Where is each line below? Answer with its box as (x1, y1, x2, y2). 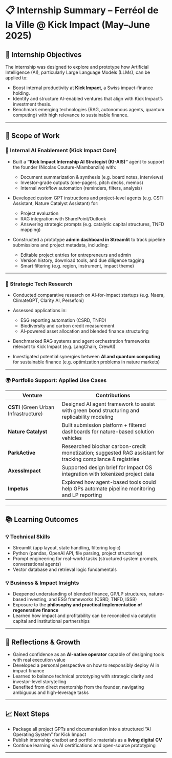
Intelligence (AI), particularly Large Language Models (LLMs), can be (5, 69, 150, 75)
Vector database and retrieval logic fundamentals (12, 566, 117, 572)
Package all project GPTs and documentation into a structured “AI (12, 726, 151, 732)
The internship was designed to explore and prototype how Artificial (5, 64, 149, 70)
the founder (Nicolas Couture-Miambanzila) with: (12, 164, 116, 170)
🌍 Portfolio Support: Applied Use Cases (5, 377, 107, 384)
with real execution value (12, 657, 66, 663)
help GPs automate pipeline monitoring (61, 485, 155, 493)
